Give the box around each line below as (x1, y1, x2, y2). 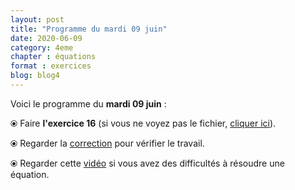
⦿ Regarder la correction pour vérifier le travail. (10, 137, 205, 149)
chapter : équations (10, 52, 97, 62)
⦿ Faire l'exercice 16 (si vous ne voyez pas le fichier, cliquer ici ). (10, 117, 277, 129)
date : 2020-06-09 (10, 33, 83, 43)
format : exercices (10, 61, 92, 71)
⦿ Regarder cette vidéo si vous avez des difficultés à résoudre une (10, 157, 285, 169)
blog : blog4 (10, 71, 60, 81)
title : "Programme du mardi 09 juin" (10, 24, 168, 34)
